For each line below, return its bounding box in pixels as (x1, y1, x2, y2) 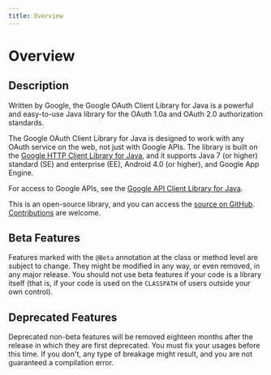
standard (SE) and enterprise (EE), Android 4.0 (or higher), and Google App (8, 159, 260, 168)
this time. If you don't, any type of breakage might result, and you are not (8, 349, 253, 359)
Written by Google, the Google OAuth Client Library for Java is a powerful (8, 100, 254, 110)
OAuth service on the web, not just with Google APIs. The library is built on (8, 142, 258, 151)
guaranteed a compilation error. (8, 358, 114, 368)
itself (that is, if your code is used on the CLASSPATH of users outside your (8, 279, 252, 288)
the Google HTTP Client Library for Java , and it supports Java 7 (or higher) (8, 151, 258, 160)
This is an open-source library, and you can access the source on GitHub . (8, 199, 256, 209)
